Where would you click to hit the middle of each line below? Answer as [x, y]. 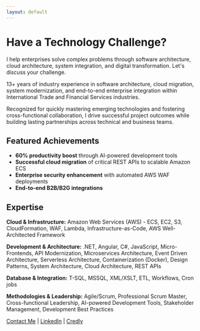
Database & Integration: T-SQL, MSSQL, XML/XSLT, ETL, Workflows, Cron [100, 278]
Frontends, [20, 253]
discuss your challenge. [36, 72]
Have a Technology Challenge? [87, 42]
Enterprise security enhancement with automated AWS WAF [92, 175]
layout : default [27, 12]
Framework [51, 235]
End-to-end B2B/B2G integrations [59, 188]
